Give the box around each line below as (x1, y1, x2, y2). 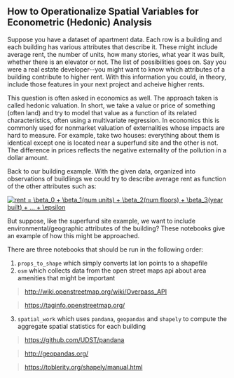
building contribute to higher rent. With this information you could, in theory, (7, 72, 226, 81)
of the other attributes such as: (7, 182, 97, 190)
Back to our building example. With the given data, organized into (7, 167, 196, 175)
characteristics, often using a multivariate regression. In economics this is (7, 116, 220, 124)
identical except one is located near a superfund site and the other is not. (7, 138, 219, 147)
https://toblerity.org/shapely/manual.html (24, 363, 143, 371)
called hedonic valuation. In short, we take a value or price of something (7, 101, 216, 110)
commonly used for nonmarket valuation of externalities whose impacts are (7, 123, 226, 132)
